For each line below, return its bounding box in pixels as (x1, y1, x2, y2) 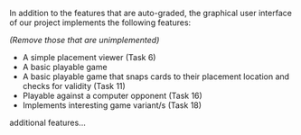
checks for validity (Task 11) (22, 81, 127, 91)
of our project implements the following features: (9, 17, 192, 28)
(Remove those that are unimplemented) (9, 35, 160, 45)
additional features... (9, 117, 86, 128)
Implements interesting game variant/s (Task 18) (22, 100, 202, 111)
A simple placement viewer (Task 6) (22, 52, 156, 62)
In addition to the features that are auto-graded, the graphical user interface (9, 8, 292, 18)
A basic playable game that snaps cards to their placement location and (22, 71, 290, 82)
